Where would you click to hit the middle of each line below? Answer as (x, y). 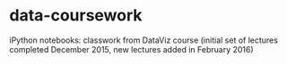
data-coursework (76, 16)
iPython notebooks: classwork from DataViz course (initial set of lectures (143, 40)
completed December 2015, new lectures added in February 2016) (131, 49)
